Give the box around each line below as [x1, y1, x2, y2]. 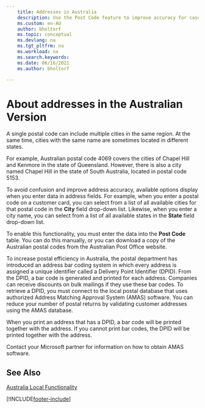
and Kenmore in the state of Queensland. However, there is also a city [6, 161, 182, 169]
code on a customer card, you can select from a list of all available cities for [6, 199, 196, 206]
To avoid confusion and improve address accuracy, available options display [6, 186, 198, 194]
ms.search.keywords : [17, 54, 70, 60]
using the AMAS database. [6, 307, 73, 314]
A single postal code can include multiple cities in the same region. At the [6, 130, 191, 138]
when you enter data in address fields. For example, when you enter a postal [6, 192, 199, 200]
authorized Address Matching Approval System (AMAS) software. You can [6, 294, 193, 301]
